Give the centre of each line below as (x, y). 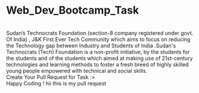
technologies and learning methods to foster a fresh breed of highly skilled (97, 64)
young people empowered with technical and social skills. (77, 70)
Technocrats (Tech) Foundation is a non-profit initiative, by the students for (98, 52)
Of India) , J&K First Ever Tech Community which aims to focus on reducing (98, 39)
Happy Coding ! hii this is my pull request (56, 83)
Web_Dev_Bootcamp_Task (73, 10)
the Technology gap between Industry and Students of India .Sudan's (91, 46)
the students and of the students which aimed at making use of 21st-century (99, 58)
